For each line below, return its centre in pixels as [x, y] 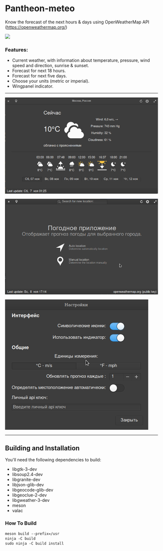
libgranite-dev [26, 479]
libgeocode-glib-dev [33, 490]
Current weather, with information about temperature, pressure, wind [81, 60]
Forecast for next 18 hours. [39, 71]
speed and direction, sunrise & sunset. [50, 66]
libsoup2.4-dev [27, 475]
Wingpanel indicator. [33, 86]
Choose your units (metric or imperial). [51, 81]
